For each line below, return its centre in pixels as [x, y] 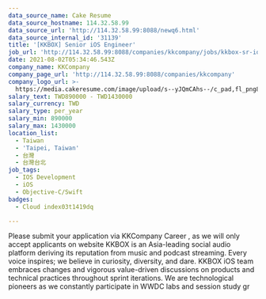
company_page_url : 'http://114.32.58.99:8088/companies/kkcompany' [122, 74]
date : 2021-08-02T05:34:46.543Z [61, 60]
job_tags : [25, 170]
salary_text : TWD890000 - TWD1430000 [70, 97]
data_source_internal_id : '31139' [65, 38]
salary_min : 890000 [40, 119]
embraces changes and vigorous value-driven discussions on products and [131, 270]
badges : [21, 199]
